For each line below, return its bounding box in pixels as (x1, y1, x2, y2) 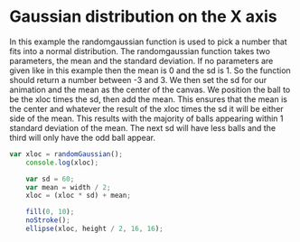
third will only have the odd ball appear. (9, 132, 156, 143)
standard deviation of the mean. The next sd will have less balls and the (9, 122, 277, 133)
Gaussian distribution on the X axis (9, 6, 277, 27)
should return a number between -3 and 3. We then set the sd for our (9, 74, 267, 85)
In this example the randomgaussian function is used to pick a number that (9, 36, 287, 47)
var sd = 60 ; (25, 174, 75, 183)
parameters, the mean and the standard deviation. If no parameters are (9, 55, 274, 66)
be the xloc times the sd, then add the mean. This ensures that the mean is (9, 93, 287, 105)
